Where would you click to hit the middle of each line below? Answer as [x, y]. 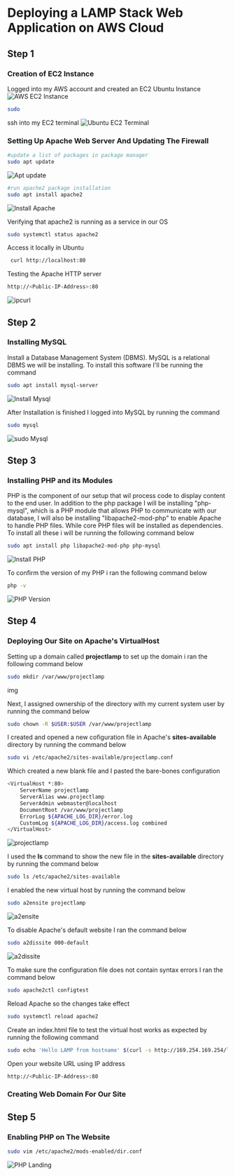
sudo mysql [23, 425]
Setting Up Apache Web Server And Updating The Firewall [108, 140]
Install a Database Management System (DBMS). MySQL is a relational [108, 357]
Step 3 [22, 460]
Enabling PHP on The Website [59, 1137]
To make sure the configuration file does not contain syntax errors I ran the [115, 970]
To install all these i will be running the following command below [101, 533]
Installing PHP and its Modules [60, 480]
